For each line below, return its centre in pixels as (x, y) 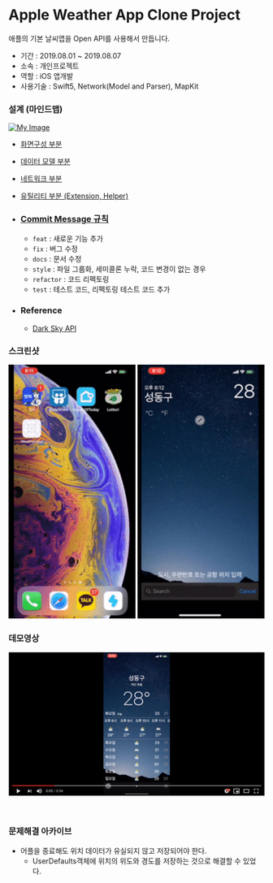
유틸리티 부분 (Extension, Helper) (74, 196)
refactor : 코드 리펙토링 (71, 279)
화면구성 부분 (41, 145)
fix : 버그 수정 (55, 249)
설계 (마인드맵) (36, 109)
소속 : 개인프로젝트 (50, 66)
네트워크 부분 (41, 179)
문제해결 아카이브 (40, 832)
